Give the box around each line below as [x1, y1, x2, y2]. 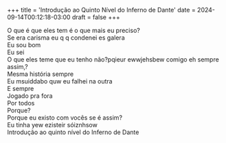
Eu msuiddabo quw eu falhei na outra [7, 77, 113, 85]
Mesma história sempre [7, 70, 74, 78]
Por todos [7, 99, 35, 107]
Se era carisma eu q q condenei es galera [7, 34, 125, 42]
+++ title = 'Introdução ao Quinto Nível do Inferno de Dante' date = [7, 6, 196, 14]
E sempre [7, 85, 34, 92]
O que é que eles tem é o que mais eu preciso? [7, 27, 141, 34]
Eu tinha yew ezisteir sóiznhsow [7, 121, 98, 129]
